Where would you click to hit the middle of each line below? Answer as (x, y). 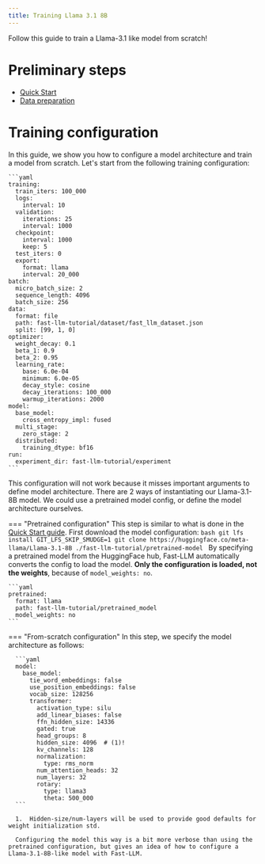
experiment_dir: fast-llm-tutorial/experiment (93, 461)
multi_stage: (37, 427)
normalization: (62, 756)
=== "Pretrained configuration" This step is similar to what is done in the (126, 523)
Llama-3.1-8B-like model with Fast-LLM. (76, 853)
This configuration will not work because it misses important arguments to (129, 483)
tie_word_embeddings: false (76, 680)
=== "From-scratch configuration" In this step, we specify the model (120, 636)
